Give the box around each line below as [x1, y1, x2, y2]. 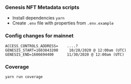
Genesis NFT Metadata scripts [5, 4, 80, 11]
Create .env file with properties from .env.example [12, 20, 114, 26]
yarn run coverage [5, 74, 43, 79]
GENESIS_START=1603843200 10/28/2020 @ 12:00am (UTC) [5, 48, 127, 53]
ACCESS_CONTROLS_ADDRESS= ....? [5, 43, 78, 48]
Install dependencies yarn [12, 15, 65, 21]
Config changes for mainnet [5, 32, 74, 39]
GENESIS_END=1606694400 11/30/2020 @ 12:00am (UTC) [5, 52, 125, 57]
